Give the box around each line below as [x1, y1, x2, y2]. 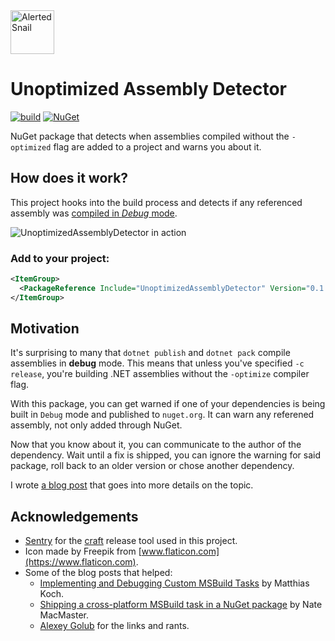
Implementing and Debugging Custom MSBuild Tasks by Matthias [39, 577, 310, 589]
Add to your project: [10, 251, 110, 265]
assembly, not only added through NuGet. [10, 419, 183, 431]
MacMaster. [39, 609, 90, 621]
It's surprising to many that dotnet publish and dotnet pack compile [10, 347, 291, 359]
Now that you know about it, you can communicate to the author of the [10, 439, 302, 451]
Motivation [10, 320, 80, 338]
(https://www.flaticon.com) [24, 556, 137, 568]
